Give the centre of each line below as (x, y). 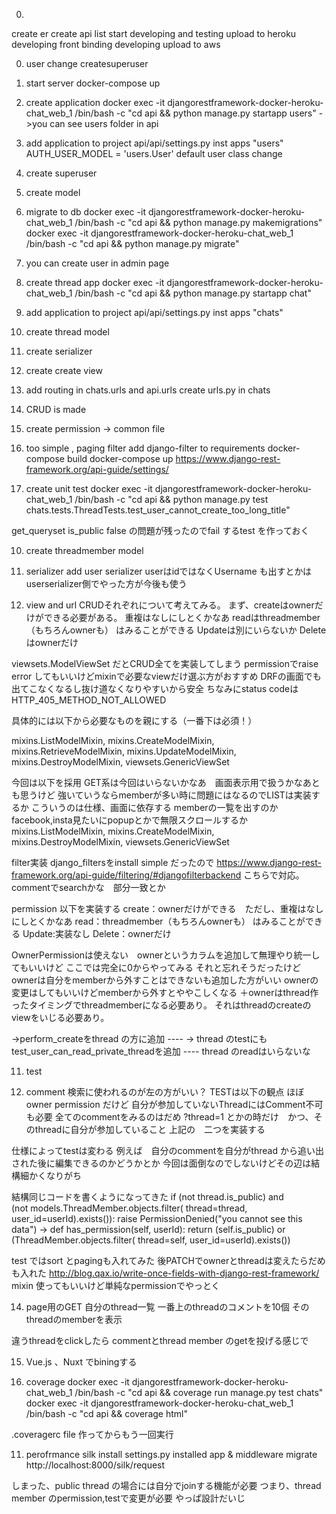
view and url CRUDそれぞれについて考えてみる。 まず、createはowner (170, 605)
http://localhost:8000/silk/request (95, 1465)
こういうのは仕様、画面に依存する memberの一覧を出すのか (154, 807)
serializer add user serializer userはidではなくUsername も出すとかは (169, 571)
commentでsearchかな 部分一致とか (88, 887)
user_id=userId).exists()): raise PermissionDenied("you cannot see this (157, 1218)
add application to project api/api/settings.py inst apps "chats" (154, 312)
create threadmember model (84, 550)
